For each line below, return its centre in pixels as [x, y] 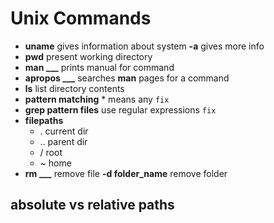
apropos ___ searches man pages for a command [127, 78]
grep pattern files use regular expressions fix [120, 109]
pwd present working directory [88, 56]
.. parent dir [63, 141]
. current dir [64, 131]
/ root [51, 152]
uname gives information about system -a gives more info [144, 46]
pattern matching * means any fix [97, 99]
